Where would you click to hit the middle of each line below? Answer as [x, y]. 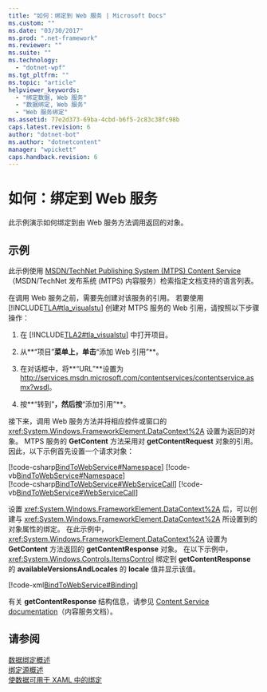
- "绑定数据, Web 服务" [51, 97]
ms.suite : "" [30, 53]
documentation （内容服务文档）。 [63, 611]
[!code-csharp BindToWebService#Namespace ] [86, 467]
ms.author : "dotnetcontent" [55, 142]
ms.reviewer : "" [35, 46]
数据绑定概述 [29, 659]
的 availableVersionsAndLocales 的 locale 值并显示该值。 [104, 569]
